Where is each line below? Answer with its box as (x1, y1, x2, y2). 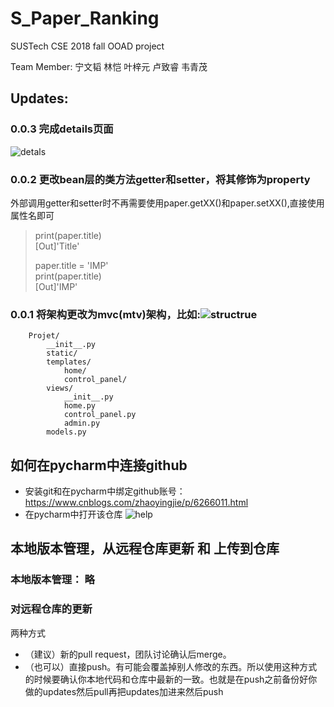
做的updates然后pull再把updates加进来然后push (24, 685, 224, 697)
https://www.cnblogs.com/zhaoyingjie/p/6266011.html (24, 497, 249, 509)
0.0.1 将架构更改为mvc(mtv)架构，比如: (10, 307, 201, 321)
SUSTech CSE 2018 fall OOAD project (10, 40, 165, 52)
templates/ (46, 357, 92, 367)
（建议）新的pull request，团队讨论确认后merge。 (24, 648, 232, 660)
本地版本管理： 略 (10, 573, 95, 587)
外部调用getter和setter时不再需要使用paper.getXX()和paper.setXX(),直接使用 (10, 197, 325, 209)
